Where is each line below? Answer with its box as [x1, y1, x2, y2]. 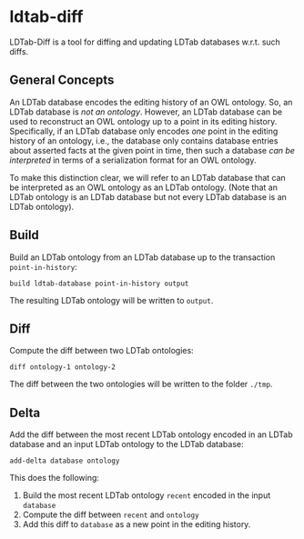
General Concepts [9, 73, 115, 88]
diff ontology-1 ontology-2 [9, 363, 117, 372]
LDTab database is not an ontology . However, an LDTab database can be [9, 106, 283, 117]
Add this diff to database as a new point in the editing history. [22, 519, 251, 530]
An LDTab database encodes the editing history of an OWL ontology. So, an [9, 96, 293, 107]
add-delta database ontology [9, 456, 120, 465]
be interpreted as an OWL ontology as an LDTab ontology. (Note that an [9, 182, 278, 193]
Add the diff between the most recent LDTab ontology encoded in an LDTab [9, 429, 293, 440]
